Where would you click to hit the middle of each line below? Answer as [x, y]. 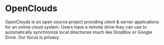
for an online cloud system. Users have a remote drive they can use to [76, 27]
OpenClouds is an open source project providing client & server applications [82, 22]
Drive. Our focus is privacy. [33, 37]
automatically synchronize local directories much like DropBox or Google [79, 32]
